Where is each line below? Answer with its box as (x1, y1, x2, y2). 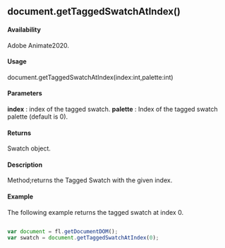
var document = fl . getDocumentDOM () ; (7, 228, 118, 235)
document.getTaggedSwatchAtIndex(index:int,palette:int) (7, 73, 174, 81)
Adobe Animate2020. (7, 41, 69, 49)
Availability (7, 25, 41, 34)
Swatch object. (7, 144, 51, 153)
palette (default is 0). (7, 112, 68, 121)
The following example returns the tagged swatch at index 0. (7, 208, 184, 216)
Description (7, 160, 43, 169)
